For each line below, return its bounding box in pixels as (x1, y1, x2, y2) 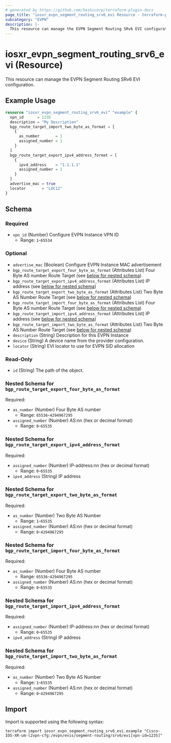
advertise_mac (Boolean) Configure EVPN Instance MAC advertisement (12, 261, 162, 268)
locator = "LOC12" (10, 186, 63, 191)
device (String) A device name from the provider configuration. (12, 338, 145, 344)
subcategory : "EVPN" (5, 17, 49, 22)
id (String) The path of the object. (12, 367, 84, 373)
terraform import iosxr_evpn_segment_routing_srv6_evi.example (5, 728, 142, 733)
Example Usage (5, 97, 56, 105)
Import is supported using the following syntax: (5, 718, 104, 725)
